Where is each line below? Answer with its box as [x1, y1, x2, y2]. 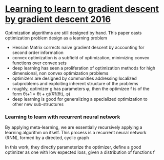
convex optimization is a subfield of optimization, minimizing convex [12, 54, 150, 60]
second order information [12, 50, 63, 55]
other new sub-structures [12, 101, 64, 107]
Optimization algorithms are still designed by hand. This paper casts [5, 30, 142, 36]
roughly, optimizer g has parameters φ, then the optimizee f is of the [12, 86, 150, 91]
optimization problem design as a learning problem [5, 35, 107, 41]
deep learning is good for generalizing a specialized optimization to [12, 96, 148, 102]
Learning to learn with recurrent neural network [5, 113, 121, 120]
